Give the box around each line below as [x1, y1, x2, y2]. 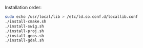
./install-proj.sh [5, 28, 44, 34]
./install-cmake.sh [5, 19, 47, 24]
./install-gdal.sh [5, 38, 44, 43]
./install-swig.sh [5, 23, 44, 29]
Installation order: [5, 5, 42, 10]
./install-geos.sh [5, 33, 44, 38]
